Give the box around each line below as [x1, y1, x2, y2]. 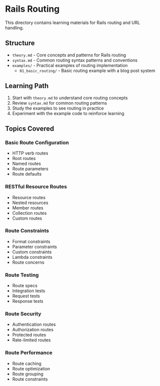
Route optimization [12, 365, 50, 371]
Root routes [12, 156, 36, 161]
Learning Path [5, 82, 49, 90]
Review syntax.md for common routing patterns [12, 100, 107, 106]
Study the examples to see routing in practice [12, 105, 104, 111]
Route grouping [12, 371, 44, 377]
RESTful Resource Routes [5, 183, 67, 190]
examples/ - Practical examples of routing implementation [12, 62, 128, 68]
